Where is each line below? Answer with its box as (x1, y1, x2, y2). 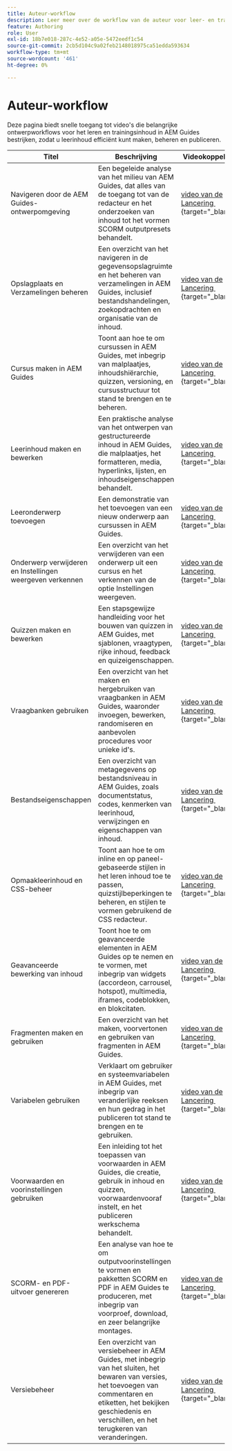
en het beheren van (97, 270, 161, 279)
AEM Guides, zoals (97, 782, 159, 791)
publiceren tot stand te (97, 1113, 171, 1123)
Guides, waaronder (97, 701, 160, 711)
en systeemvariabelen (97, 1069, 170, 1079)
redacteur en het (97, 198, 152, 208)
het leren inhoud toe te (97, 871, 171, 881)
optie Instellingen (97, 583, 154, 593)
